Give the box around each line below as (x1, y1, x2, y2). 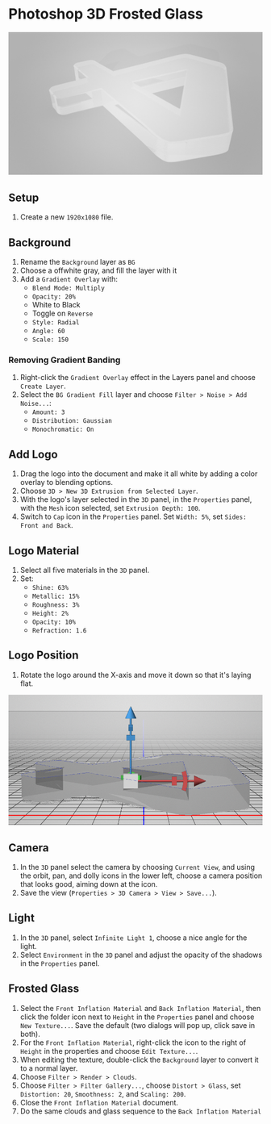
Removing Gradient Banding (8, 354, 121, 366)
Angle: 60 (31, 328, 66, 336)
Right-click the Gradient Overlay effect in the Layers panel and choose (19, 373, 256, 382)
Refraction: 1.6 (31, 626, 87, 634)
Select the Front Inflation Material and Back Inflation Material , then (19, 1003, 261, 1013)
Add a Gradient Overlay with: (19, 274, 119, 284)
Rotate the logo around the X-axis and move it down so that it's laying (19, 670, 252, 679)
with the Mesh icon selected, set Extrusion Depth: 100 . (19, 504, 201, 513)
